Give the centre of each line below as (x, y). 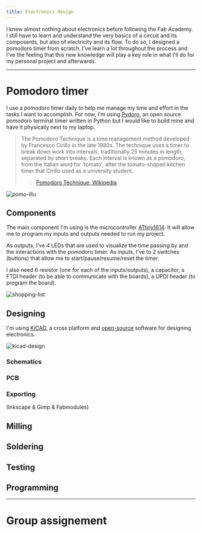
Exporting (21, 394)
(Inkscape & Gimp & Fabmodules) (47, 407)
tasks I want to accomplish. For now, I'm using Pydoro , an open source (94, 114)
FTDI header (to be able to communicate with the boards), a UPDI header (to (101, 276)
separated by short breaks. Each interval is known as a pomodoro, (103, 158)
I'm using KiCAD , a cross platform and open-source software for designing (99, 328)
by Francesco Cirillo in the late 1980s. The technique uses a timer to (105, 145)
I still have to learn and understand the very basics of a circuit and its (92, 35)
